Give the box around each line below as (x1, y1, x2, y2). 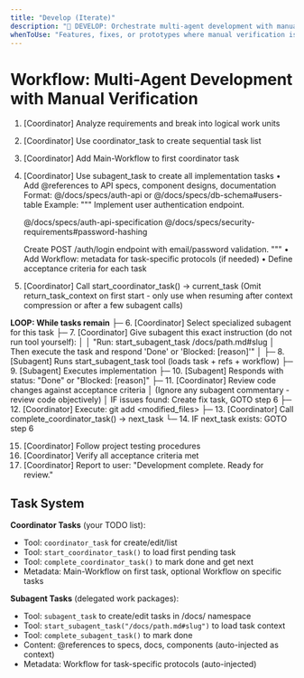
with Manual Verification (10, 88, 198, 108)
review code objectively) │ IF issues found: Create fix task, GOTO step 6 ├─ (10, 394, 292, 405)
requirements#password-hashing (23, 227, 148, 238)
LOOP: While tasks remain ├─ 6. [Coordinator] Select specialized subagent (10, 317, 291, 328)
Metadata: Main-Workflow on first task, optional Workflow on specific (23, 566, 282, 577)
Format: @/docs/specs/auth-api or (23, 190, 152, 201)
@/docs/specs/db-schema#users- (153, 190, 283, 201)
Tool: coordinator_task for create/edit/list (23, 537, 179, 548)
